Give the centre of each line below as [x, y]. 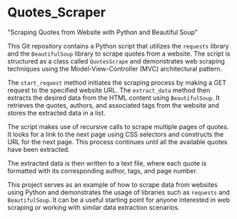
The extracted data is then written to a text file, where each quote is [107, 163]
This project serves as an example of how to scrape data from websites [112, 184]
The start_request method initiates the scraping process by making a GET [117, 82]
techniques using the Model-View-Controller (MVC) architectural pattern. [115, 68]
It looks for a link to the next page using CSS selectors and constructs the [116, 134]
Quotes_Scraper [56, 12]
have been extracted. [39, 149]
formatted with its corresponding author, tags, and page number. [102, 170]
